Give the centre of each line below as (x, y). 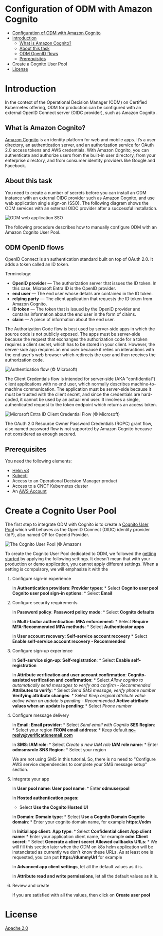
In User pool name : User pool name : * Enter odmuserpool (71, 788)
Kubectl (20, 476)
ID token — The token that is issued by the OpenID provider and (76, 309)
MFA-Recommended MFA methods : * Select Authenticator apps (78, 627)
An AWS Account (29, 491)
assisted (21, 680)
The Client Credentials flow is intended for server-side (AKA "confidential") (80, 379)
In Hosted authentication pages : (45, 798)
